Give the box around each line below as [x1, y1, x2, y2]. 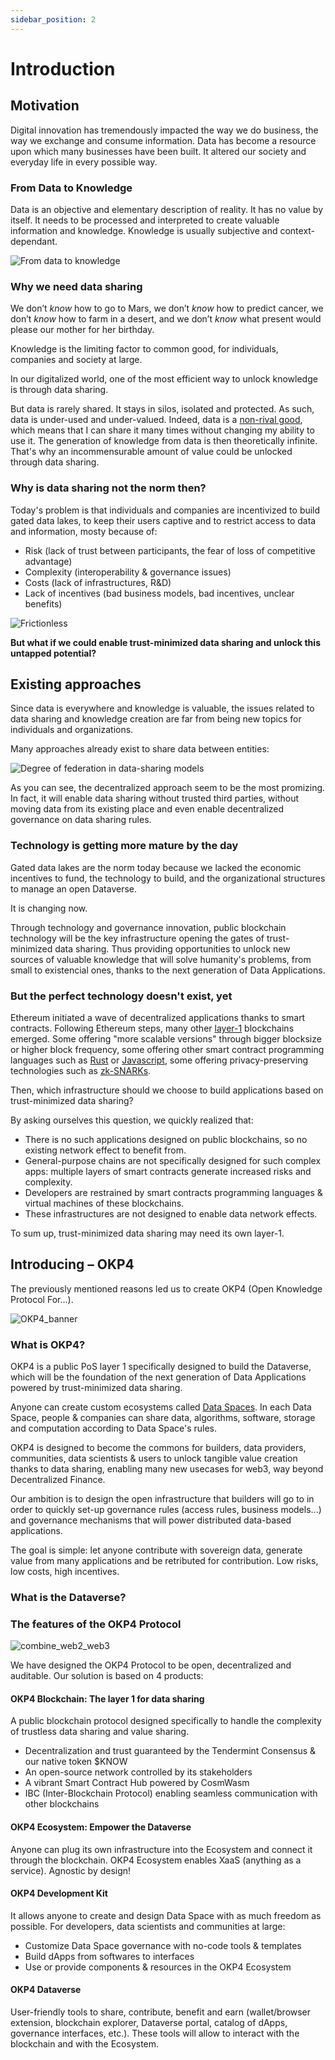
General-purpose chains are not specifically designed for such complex [24, 1154, 322, 1166]
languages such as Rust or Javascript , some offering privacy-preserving [10, 1054, 308, 1066]
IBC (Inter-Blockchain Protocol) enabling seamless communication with [24, 1787, 318, 1800]
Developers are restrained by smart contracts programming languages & [24, 1186, 323, 1198]
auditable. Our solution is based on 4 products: [10, 1670, 204, 1682]
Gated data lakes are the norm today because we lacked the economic [10, 861, 302, 873]
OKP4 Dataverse [10, 1984, 82, 1996]
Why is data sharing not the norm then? [10, 481, 207, 495]
